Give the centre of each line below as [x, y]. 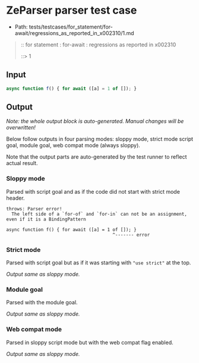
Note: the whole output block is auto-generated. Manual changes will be [95, 121]
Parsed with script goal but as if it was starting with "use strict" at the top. [99, 263]
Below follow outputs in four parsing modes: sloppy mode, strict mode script [100, 139]
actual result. [22, 163]
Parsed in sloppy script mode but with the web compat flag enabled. [90, 342]
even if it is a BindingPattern [46, 219]
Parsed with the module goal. [42, 302]
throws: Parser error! [34, 209]
